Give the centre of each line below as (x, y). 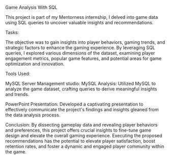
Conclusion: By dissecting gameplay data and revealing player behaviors (81, 125)
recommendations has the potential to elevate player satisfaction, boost (80, 141)
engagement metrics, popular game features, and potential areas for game (83, 58)
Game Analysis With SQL (31, 7)
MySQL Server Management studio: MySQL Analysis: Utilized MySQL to (81, 84)
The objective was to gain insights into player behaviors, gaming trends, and (85, 42)
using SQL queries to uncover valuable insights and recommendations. (79, 23)
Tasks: (12, 32)
